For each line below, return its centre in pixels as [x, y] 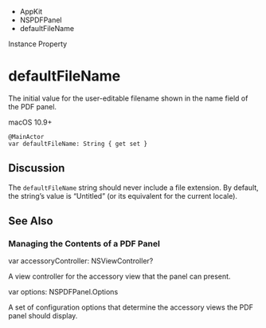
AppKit [31, 12]
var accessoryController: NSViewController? [81, 261]
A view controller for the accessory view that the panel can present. [119, 277]
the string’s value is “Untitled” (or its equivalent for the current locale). [123, 196]
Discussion [37, 168]
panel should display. [43, 316]
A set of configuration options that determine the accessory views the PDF [131, 307]
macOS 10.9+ [30, 122]
